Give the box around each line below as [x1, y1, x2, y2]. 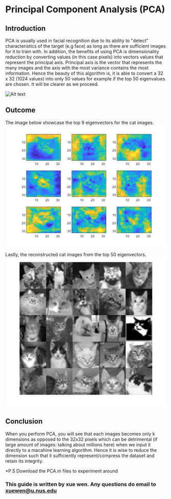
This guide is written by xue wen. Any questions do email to [5, 481, 156, 488]
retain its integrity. [5, 458, 44, 464]
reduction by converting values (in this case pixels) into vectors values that [5, 54, 163, 60]
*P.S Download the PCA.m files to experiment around [5, 468, 118, 474]
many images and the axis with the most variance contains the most [5, 65, 149, 71]
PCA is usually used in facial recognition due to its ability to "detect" [5, 37, 149, 44]
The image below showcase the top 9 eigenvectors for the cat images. [5, 119, 154, 126]
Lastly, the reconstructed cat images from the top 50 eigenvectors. [5, 251, 146, 257]
